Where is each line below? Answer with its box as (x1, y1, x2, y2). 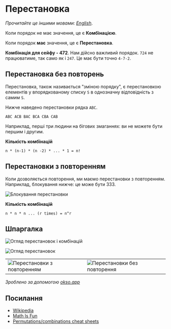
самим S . (5, 94, 25, 100)
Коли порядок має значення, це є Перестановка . (5, 39, 113, 46)
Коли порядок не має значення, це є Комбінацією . (5, 30, 117, 36)
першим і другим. (5, 128, 44, 134)
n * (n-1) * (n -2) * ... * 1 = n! (5, 148, 81, 153)
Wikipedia (12, 308, 34, 314)
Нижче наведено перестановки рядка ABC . (5, 104, 98, 110)
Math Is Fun (12, 313, 38, 319)
